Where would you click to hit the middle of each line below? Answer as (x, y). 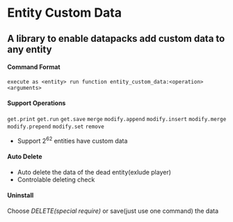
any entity (30, 49)
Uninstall (21, 196)
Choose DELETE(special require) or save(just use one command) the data (113, 211)
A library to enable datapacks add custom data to (116, 39)
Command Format (34, 67)
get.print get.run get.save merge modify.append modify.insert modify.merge (117, 119)
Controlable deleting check (56, 180)
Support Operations (37, 103)
